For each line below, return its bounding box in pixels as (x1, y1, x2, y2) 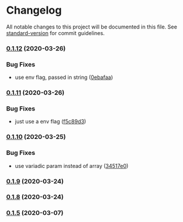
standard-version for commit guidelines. (6, 29, 105, 36)
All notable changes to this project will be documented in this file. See (6, 23, 178, 30)
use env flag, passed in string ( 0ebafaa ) (14, 74, 113, 81)
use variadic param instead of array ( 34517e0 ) (14, 162, 129, 169)
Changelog (6, 4, 62, 17)
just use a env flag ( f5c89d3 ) (14, 118, 86, 125)
